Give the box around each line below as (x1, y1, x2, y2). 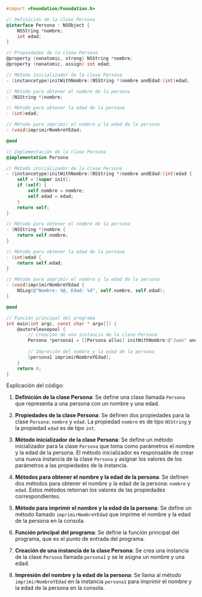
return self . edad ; (17, 260, 63, 266)
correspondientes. (14, 493, 61, 500)
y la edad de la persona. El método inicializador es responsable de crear (14, 449, 194, 456)
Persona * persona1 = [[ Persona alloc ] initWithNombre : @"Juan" (28, 338, 187, 344)
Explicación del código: (6, 382, 64, 389)
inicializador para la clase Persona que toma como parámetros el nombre (14, 443, 195, 450)
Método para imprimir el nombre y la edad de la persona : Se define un (14, 504, 192, 512)
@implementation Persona (6, 154, 69, 160)
